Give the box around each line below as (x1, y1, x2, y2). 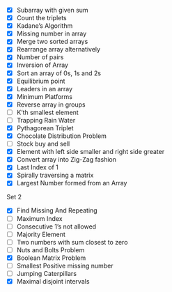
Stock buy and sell (16, 139, 70, 148)
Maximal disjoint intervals (16, 277, 90, 285)
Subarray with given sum (16, 6, 88, 14)
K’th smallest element (16, 108, 79, 116)
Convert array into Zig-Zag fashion (16, 155, 116, 164)
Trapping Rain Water (16, 116, 76, 124)
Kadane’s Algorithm (16, 22, 73, 30)
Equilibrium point (16, 77, 65, 85)
